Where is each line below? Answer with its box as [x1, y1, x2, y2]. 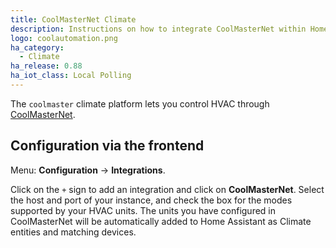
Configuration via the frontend [10, 137, 205, 155]
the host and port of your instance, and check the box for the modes [10, 194, 293, 206]
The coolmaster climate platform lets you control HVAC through [10, 97, 270, 110]
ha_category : [10, 42, 65, 53]
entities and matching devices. [10, 226, 137, 238]
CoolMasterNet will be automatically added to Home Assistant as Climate [10, 215, 312, 227]
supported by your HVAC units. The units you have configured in [10, 204, 277, 216]
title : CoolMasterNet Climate [10, 14, 137, 25]
